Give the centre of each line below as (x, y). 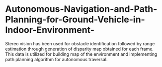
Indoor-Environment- (50, 30)
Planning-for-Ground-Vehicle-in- (75, 19)
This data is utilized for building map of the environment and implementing (81, 54)
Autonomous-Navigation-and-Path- (81, 9)
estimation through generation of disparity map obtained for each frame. (80, 49)
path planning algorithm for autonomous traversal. (56, 59)
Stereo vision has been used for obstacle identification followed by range (80, 43)
